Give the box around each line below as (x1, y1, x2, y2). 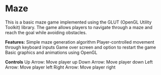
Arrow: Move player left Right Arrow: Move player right (5, 64, 116, 70)
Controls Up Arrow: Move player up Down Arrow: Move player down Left (5, 59, 153, 65)
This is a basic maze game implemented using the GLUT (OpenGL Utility (5, 19, 152, 25)
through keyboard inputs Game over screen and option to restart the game (5, 44, 156, 50)
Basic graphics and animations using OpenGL (5, 50, 97, 55)
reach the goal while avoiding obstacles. (5, 29, 87, 35)
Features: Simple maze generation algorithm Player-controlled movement (5, 39, 155, 45)
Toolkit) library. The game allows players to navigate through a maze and (5, 24, 153, 30)
